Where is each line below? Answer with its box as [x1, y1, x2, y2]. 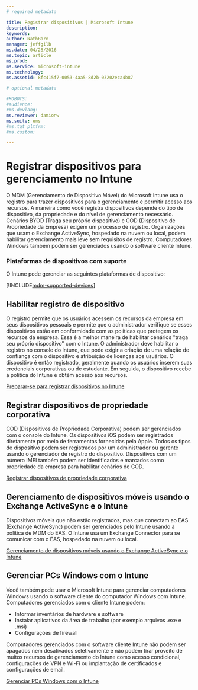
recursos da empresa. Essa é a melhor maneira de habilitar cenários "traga [6, 334, 189, 341]
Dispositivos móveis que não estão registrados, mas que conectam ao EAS [6, 516, 189, 523]
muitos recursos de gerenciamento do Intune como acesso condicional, [6, 653, 181, 660]
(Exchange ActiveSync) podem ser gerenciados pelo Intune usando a [6, 523, 176, 530]
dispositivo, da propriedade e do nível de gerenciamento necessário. [6, 211, 173, 218]
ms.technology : [6, 69, 44, 75]
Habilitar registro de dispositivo [6, 299, 125, 309]
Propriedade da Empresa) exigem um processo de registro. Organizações [6, 223, 186, 231]
